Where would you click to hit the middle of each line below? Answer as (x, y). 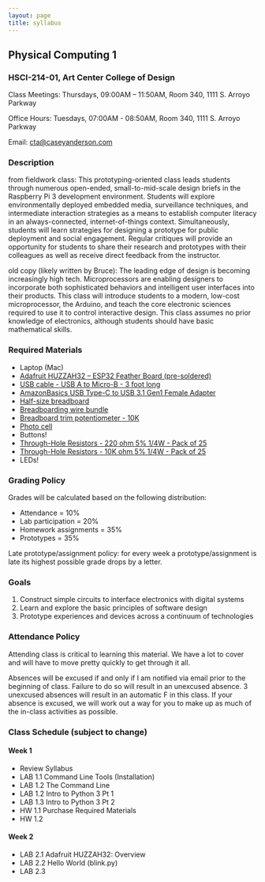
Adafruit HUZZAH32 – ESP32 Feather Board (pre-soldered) (115, 376)
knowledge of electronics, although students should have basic (111, 321)
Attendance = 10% (50, 513)
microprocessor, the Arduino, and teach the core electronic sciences (119, 305)
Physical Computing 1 (62, 55)
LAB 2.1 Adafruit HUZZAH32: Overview (82, 854)
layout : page (30, 15)
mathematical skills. (40, 330)
